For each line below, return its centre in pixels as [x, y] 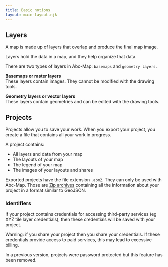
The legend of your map [37, 165]
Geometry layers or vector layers [40, 96]
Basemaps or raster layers [33, 76]
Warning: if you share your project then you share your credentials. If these [83, 235]
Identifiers [18, 203]
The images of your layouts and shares [53, 170]
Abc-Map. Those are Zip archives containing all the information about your [82, 185]
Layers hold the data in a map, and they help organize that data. [71, 57]
